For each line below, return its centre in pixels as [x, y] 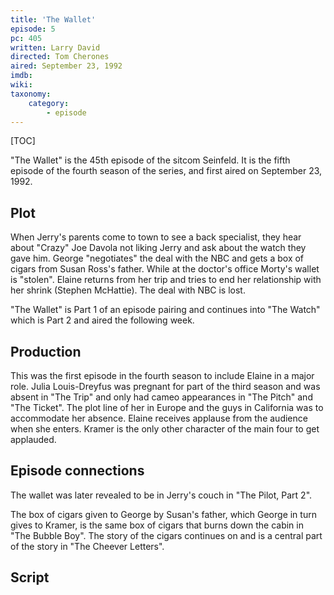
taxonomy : [31, 94]
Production [46, 351]
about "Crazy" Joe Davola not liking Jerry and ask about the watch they [158, 248]
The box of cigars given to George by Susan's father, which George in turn [163, 514]
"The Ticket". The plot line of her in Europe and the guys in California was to [167, 407]
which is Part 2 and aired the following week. [102, 320]
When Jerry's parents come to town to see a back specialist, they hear [156, 237]
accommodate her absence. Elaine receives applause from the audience [159, 418]
